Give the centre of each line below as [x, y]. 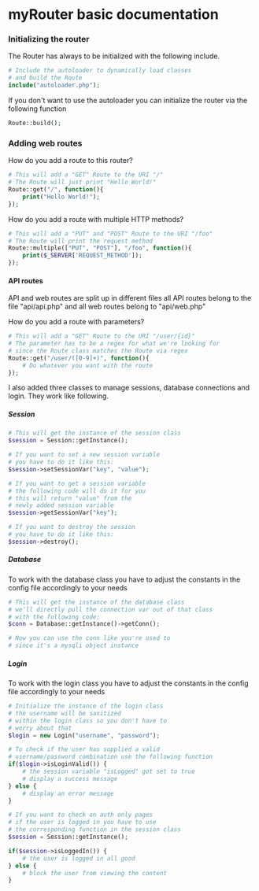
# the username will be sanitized [65, 713]
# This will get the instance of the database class [96, 602]
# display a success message [70, 778]
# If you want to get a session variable [77, 483]
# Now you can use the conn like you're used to [89, 638]
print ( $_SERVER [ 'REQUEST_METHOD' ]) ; [83, 256]
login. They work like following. [58, 396]
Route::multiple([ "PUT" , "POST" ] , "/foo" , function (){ [100, 248]
